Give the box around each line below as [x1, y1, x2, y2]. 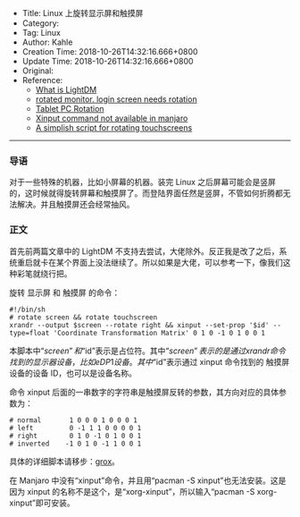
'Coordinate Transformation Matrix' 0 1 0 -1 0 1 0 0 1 [53, 328, 266, 337]
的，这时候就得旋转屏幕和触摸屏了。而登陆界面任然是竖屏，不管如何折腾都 [9, 188, 283, 199]
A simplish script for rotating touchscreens [35, 123, 193, 132]
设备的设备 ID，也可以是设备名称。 [9, 368, 137, 378]
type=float [9, 328, 50, 337]
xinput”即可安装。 [9, 497, 75, 508]
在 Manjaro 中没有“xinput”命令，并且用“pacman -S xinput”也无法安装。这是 [9, 475, 287, 486]
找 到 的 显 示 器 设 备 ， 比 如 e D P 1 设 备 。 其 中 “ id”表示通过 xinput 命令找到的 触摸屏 [9, 356, 290, 367]
